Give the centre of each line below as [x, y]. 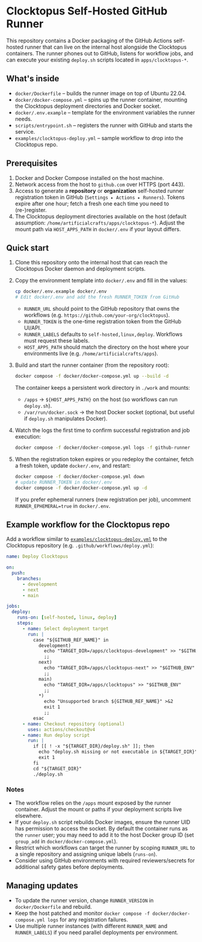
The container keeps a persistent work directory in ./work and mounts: [103, 388]
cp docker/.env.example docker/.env [61, 292]
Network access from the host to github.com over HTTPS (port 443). [100, 184]
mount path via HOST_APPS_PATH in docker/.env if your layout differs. [98, 229]
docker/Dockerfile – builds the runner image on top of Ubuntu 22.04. [100, 93]
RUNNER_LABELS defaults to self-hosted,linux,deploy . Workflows [103, 334]
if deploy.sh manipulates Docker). [66, 419]
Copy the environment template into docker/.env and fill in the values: [101, 281]
